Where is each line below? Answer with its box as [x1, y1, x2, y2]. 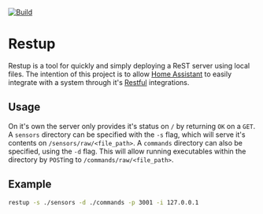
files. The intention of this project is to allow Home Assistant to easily [8, 69, 232, 79]
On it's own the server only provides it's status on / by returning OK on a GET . [8, 121, 256, 131]
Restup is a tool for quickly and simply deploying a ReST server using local [8, 61, 250, 70]
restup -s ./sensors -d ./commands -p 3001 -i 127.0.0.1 [8, 198, 199, 206]
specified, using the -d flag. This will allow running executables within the [8, 146, 246, 156]
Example [8, 178, 52, 191]
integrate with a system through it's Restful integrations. [8, 77, 190, 87]
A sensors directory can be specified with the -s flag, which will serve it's [8, 130, 246, 139]
